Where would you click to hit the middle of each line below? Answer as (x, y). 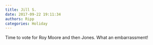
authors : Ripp (20, 19)
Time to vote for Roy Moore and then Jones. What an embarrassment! (77, 38)
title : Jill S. (21, 10)
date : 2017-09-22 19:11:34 (33, 14)
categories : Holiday (27, 23)
